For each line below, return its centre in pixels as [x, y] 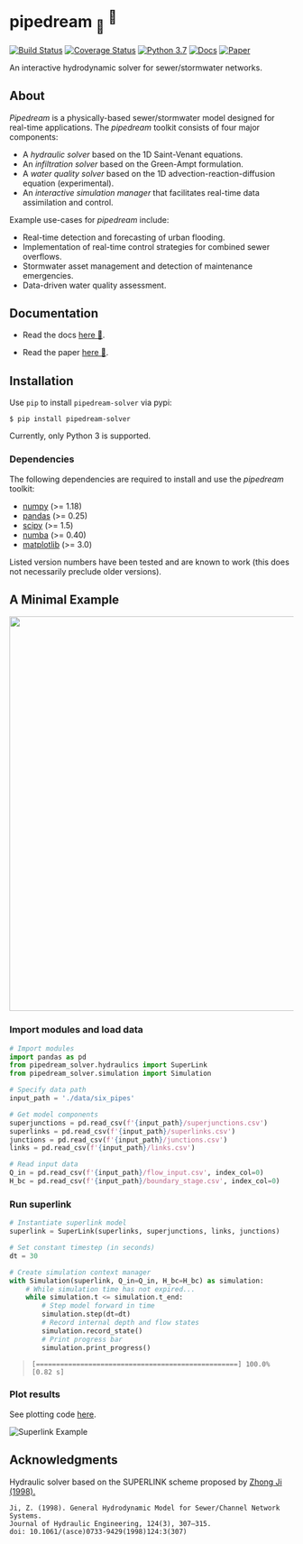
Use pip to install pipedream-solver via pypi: [91, 403]
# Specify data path [48, 1090]
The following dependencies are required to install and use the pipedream [147, 479]
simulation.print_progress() [96, 1347]
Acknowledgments [64, 1460]
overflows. [42, 256]
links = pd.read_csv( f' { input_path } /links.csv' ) [102, 1148]
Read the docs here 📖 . [64, 335]
